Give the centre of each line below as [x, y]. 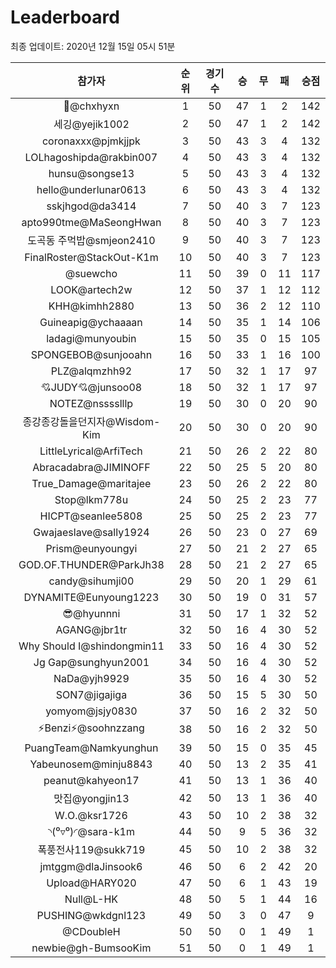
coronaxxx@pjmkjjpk [91, 141]
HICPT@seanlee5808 [91, 516]
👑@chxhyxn [91, 106]
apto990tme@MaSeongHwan [91, 222]
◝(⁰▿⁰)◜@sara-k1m [91, 831]
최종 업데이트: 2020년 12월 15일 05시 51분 [93, 46]
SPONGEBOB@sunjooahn [91, 354]
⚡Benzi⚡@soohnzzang [91, 728]
